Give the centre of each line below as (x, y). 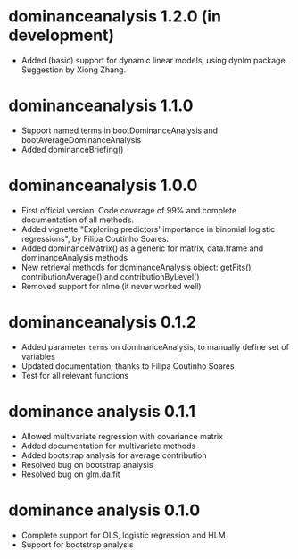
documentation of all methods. (78, 220)
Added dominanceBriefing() (72, 149)
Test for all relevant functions (75, 375)
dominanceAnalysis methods (74, 257)
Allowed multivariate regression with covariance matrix (122, 436)
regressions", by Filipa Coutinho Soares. (95, 238)
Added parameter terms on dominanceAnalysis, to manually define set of (155, 346)
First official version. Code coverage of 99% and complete (129, 210)
